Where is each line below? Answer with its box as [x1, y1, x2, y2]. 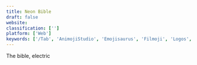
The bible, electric [6, 53, 50, 59]
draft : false [6, 14, 38, 20]
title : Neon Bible [6, 8, 51, 15]
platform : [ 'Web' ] [6, 31, 51, 37]
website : [6, 19, 28, 25]
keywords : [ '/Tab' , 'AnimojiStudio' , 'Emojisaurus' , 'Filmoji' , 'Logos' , [6, 36, 192, 42]
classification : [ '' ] [6, 25, 60, 31]
